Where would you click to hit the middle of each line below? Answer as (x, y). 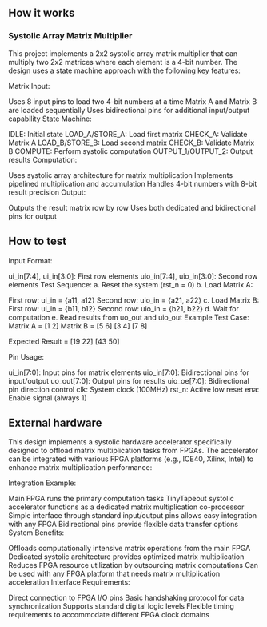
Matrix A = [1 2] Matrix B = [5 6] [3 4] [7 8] (78, 326)
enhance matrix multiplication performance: (80, 468)
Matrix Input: (29, 86)
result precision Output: (47, 192)
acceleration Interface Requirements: (69, 582)
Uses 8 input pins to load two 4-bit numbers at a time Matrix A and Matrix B (133, 101)
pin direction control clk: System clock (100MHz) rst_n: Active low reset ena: (134, 389)
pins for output (33, 216)
